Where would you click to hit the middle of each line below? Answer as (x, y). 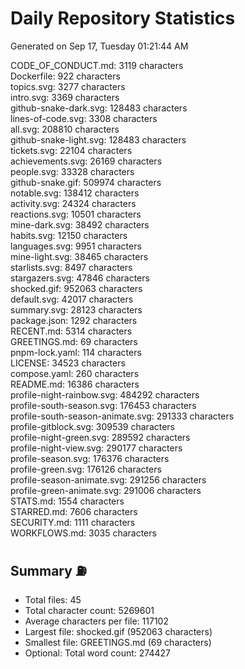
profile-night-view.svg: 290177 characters (96, 448)
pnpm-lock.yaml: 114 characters (76, 352)
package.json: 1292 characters (74, 320)
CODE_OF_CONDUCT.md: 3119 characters (97, 65)
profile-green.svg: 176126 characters (86, 469)
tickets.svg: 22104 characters (71, 150)
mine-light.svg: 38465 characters (79, 256)
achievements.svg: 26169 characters (86, 161)
